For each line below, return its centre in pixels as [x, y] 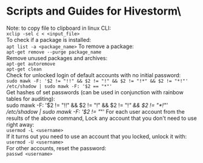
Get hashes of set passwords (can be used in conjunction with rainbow [95, 92]
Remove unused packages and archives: [57, 58]
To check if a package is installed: [49, 40]
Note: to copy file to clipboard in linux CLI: [58, 28]
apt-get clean [24, 69]
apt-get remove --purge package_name [54, 52]
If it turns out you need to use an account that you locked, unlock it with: [97, 136]
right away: [20, 124]
